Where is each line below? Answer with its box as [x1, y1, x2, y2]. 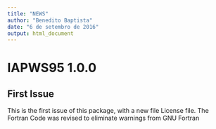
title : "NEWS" [7, 10, 49, 18]
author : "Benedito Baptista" [7, 17, 93, 24]
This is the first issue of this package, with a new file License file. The [7, 107, 209, 115]
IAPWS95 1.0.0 [7, 60, 97, 76]
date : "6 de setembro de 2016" [7, 23, 99, 30]
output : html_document [7, 29, 74, 37]
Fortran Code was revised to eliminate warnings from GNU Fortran [7, 114, 200, 123]
